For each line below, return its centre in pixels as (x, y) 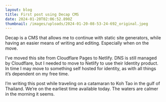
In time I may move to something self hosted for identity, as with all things (81, 69)
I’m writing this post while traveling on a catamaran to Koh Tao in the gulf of (83, 84)
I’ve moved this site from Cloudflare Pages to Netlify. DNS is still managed (81, 58)
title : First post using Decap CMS (42, 14)
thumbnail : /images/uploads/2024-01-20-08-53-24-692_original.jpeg (77, 24)
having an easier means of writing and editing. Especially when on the (77, 43)
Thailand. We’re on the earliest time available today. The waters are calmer (82, 89)
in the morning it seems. (30, 94)
